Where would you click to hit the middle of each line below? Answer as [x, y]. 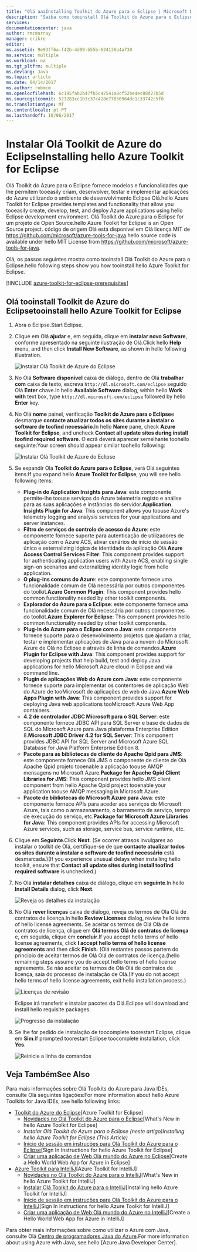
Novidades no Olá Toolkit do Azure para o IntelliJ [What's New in [101, 1174]
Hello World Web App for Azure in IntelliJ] [74, 1219]
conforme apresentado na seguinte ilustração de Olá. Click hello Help [98, 342]
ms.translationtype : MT [35, 104]
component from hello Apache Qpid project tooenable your [94, 785]
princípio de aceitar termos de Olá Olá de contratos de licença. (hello [97, 955]
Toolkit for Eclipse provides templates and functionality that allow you [90, 204]
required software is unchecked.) [55, 871]
